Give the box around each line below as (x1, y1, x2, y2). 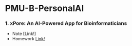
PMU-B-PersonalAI (5, 3, 84, 14)
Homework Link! (12, 36, 45, 42)
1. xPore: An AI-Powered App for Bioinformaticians (5, 20, 127, 27)
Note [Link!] (12, 31, 36, 36)
